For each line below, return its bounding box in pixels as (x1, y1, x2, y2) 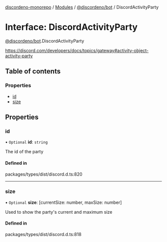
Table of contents (5, 67, 61, 76)
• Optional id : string (5, 139, 48, 145)
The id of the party (5, 149, 44, 155)
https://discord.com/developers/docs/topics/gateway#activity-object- (5, 47, 149, 54)
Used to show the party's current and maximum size (5, 209, 113, 215)
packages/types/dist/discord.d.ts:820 (5, 171, 83, 177)
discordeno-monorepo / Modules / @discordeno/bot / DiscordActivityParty (5, 4, 159, 10)
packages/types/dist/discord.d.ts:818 (5, 232, 82, 238)
